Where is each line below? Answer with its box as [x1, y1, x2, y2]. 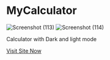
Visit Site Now [6, 47, 42, 55]
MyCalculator [6, 4, 78, 18]
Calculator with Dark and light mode [6, 35, 97, 42]
